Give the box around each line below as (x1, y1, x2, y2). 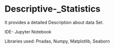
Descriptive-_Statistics (4, 3, 101, 15)
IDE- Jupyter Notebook (4, 29, 52, 34)
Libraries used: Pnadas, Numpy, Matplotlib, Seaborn (4, 38, 110, 44)
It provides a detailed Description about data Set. (4, 19, 104, 25)
